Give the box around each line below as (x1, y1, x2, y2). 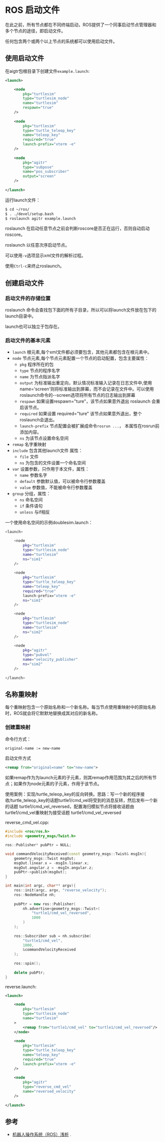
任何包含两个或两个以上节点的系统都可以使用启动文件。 (5, 38, 117, 44)
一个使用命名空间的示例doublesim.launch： (5, 520, 93, 526)
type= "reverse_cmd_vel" (23, 1084, 71, 1089)
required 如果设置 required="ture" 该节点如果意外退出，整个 (19, 411, 142, 416)
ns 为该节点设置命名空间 (19, 435, 69, 441)
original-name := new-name (5, 746, 61, 751)
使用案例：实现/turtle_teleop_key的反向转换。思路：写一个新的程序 (5, 791, 141, 797)
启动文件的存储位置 (5, 295, 51, 302)
